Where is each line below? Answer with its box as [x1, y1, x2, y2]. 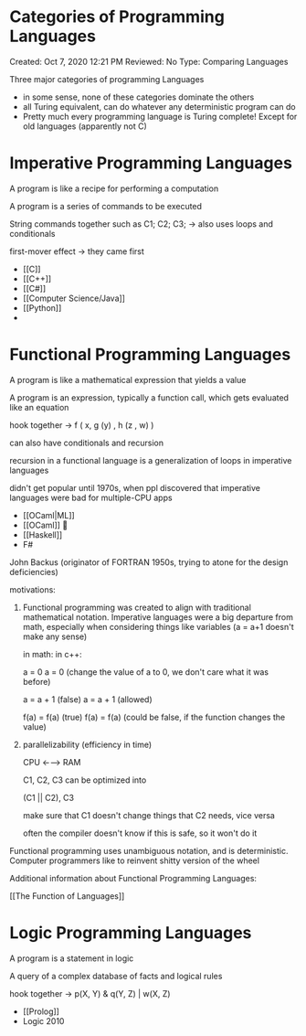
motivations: [9, 583, 57, 595]
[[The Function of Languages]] [9, 890, 125, 902]
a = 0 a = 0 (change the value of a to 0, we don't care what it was [22, 666, 269, 678]
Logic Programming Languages [9, 923, 252, 943]
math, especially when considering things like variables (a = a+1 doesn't [22, 621, 294, 632]
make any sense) [22, 631, 88, 642]
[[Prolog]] [22, 1006, 59, 1017]
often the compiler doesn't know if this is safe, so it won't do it [22, 828, 258, 838]
